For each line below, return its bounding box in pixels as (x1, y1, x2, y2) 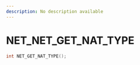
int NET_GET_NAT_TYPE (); (6, 53, 67, 59)
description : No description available (6, 8, 104, 15)
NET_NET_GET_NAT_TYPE (6, 33, 135, 47)
